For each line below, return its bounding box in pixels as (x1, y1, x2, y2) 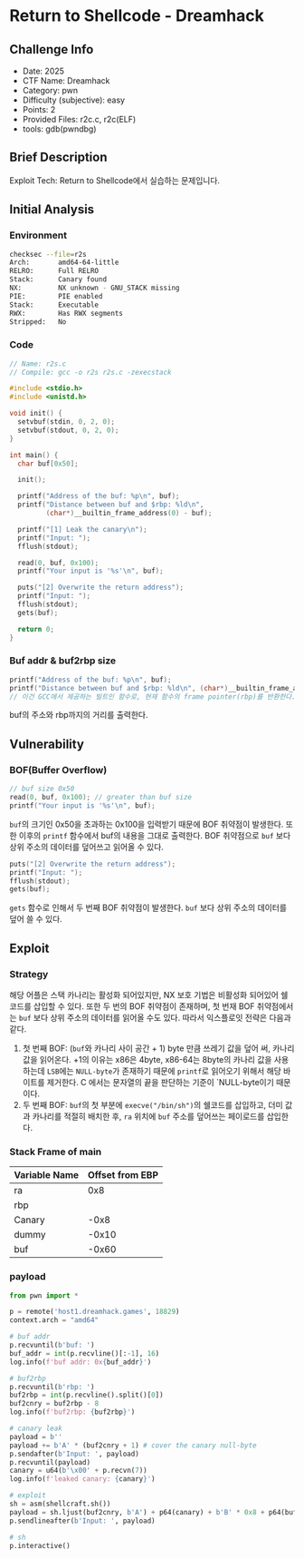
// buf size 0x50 (9, 784, 75, 794)
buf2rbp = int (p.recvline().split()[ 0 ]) (9, 1390, 165, 1400)
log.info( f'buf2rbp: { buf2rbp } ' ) (9, 1407, 136, 1417)
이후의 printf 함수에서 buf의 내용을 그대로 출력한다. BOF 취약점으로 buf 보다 (18, 829, 291, 840)
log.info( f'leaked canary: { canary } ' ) (9, 1475, 156, 1484)
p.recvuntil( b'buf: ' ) (9, 1340, 95, 1350)
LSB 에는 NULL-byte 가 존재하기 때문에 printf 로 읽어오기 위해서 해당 (46, 1065, 282, 1076)
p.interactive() (9, 1541, 71, 1550)
